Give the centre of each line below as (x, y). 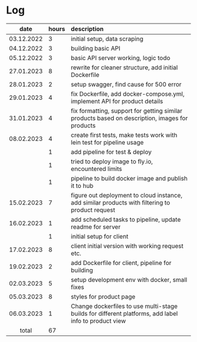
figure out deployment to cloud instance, (127, 195)
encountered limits (96, 169)
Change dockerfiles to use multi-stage (124, 306)
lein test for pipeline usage (107, 142)
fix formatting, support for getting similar (127, 110)
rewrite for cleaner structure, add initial (124, 67)
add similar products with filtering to (120, 202)
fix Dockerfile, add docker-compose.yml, (128, 93)
